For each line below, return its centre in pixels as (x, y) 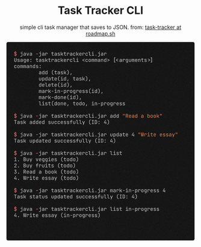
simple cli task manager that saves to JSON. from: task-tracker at (100, 27)
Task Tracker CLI (100, 11)
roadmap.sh (100, 33)
